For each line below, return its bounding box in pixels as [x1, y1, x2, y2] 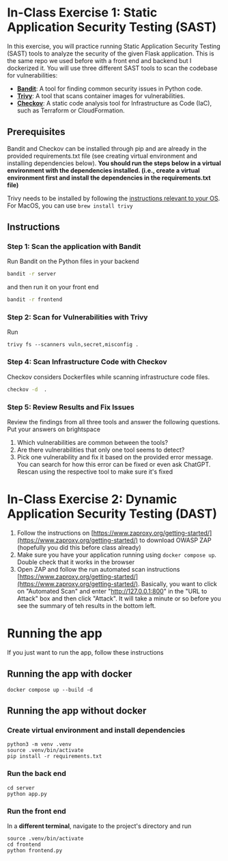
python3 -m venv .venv [7, 741, 72, 748]
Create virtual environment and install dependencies [7, 725, 186, 735]
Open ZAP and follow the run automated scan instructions [16, 565, 180, 573]
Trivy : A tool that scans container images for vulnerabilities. [16, 91, 186, 100]
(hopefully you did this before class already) [16, 543, 141, 551]
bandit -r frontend [7, 296, 63, 303]
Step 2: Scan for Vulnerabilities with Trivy [7, 313, 148, 322]
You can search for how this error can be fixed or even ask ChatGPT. [16, 460, 211, 468]
